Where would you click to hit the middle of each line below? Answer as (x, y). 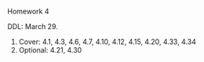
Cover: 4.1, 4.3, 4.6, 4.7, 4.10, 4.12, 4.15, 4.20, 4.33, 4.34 (107, 42)
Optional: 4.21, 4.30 (50, 50)
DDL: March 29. (33, 26)
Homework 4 (28, 11)
